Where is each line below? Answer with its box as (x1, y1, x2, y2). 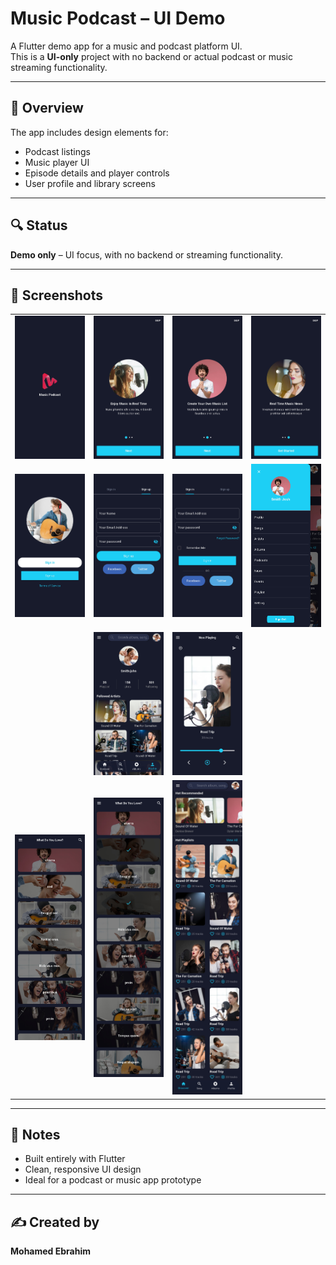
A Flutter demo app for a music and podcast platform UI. (10, 40, 243, 52)
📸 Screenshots (10, 287, 104, 304)
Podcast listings (24, 145, 91, 157)
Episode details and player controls (24, 167, 170, 179)
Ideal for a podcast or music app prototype (24, 1174, 202, 1186)
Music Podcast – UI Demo (10, 7, 226, 30)
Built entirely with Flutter (24, 1153, 126, 1165)
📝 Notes (10, 1126, 61, 1143)
